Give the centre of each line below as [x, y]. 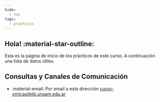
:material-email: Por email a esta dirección [55, 89]
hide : [10, 10]
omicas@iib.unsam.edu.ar [39, 94]
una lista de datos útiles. [30, 61]
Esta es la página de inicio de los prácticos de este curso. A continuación [80, 56]
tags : [10, 19]
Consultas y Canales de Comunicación [66, 77]
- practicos [22, 24]
